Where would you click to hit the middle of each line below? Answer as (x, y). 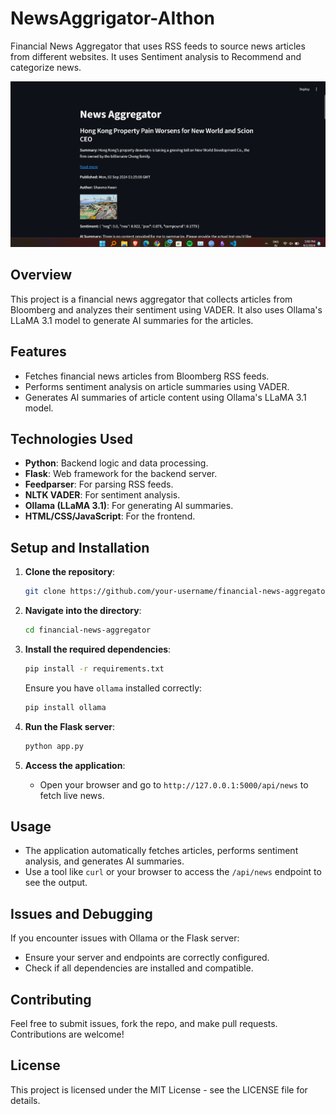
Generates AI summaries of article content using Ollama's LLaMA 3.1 (165, 397)
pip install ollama (65, 707)
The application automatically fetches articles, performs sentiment (161, 851)
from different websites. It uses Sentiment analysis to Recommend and (156, 56)
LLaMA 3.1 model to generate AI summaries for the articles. (132, 320)
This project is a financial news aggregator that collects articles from (151, 299)
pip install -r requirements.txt (94, 668)
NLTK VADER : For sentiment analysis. (102, 495)
